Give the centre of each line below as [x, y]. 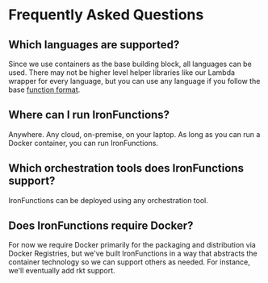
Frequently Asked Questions [106, 15]
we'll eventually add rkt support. [62, 271]
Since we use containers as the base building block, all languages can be [130, 64]
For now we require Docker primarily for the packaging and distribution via [132, 245]
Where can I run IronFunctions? [89, 115]
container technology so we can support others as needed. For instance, [129, 262]
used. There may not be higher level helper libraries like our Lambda [122, 73]
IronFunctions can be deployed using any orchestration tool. [108, 200]
